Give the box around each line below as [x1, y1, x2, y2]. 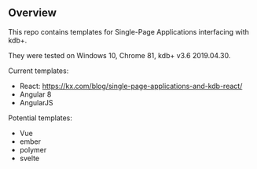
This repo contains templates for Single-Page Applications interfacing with [8, 27, 250, 36]
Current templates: [8, 66, 69, 75]
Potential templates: [8, 113, 73, 123]
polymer [19, 145, 47, 154]
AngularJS [19, 97, 53, 107]
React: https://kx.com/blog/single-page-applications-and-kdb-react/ [19, 81, 243, 90]
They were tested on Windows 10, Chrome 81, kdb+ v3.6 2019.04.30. [8, 50, 231, 60]
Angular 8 [19, 90, 52, 99]
